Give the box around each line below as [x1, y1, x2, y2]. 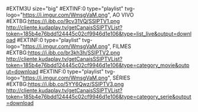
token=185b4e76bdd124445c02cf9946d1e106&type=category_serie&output [6, 93, 191, 100]
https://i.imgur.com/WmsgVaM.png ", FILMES [22, 43, 131, 50]
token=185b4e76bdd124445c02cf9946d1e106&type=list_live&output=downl [6, 30, 192, 37]
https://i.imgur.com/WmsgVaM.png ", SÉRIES [22, 74, 131, 81]
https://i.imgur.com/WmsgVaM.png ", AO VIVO [22, 11, 134, 18]
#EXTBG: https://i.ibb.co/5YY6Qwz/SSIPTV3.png [6, 81, 124, 88]
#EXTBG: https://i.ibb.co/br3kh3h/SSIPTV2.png [6, 49, 120, 56]
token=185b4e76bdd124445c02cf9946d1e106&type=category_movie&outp [6, 62, 190, 69]
